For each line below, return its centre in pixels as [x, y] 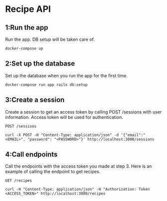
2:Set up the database [40, 64]
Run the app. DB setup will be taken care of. [50, 39]
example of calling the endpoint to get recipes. [53, 172]
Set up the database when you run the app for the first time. [66, 75]
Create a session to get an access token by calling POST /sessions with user [83, 112]
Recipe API [28, 9]
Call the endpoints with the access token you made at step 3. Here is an [79, 166]
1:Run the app [27, 28]
